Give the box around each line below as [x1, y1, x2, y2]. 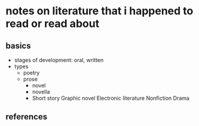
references [5, 112, 48, 122]
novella [32, 88, 50, 95]
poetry [23, 69, 40, 76]
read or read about [5, 17, 100, 30]
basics [5, 41, 31, 51]
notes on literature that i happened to [5, 4, 194, 18]
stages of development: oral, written [14, 57, 104, 63]
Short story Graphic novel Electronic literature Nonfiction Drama [32, 94, 189, 102]
